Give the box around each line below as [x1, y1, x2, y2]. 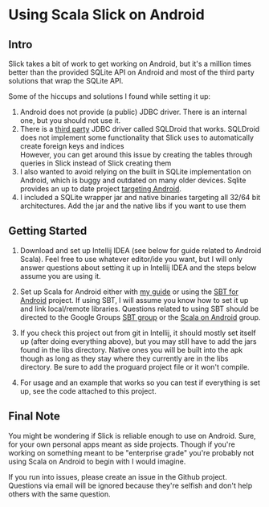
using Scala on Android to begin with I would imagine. [8, 456, 186, 466]
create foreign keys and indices [19, 141, 124, 150]
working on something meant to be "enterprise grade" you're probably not [8, 448, 255, 457]
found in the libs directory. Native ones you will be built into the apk [19, 345, 243, 354]
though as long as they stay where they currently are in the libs [19, 354, 229, 363]
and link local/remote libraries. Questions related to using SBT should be [19, 304, 259, 313]
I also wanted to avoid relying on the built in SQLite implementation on [19, 167, 251, 176]
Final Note [8, 410, 60, 423]
